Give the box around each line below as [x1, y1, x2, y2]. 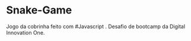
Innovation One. [6, 29, 45, 36]
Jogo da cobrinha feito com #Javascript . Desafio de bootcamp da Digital [6, 23, 186, 30]
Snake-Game [6, 4, 72, 17]
